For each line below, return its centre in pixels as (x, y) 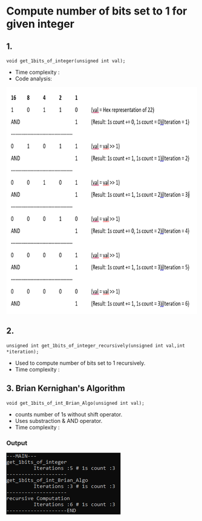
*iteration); (23, 352)
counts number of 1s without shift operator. (69, 414)
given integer (40, 24)
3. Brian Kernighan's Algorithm (66, 388)
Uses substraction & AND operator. (59, 421)
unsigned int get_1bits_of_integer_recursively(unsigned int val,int (96, 346)
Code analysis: (34, 79)
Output (17, 443)
